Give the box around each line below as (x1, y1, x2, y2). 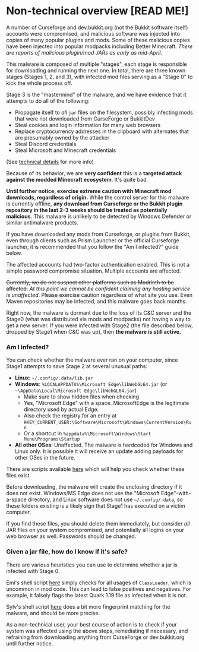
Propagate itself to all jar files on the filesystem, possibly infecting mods (14, 109, 193, 116)
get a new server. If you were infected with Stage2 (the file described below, (6, 322, 193, 329)
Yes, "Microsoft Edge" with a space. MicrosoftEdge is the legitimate (23, 400, 189, 407)
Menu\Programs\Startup (23, 436, 80, 442)
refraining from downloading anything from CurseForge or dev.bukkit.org (6, 634, 185, 641)
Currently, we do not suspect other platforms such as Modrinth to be (6, 278, 174, 286)
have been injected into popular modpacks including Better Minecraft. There (6, 43, 193, 50)
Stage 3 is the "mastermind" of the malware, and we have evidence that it (6, 91, 187, 98)
